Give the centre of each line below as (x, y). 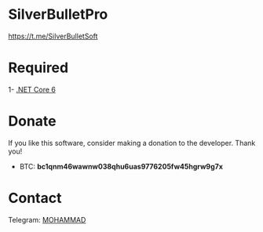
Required (38, 68)
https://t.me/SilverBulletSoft (53, 36)
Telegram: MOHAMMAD (47, 219)
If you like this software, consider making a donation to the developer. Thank (132, 143)
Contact (35, 198)
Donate (32, 121)
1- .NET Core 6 (32, 89)
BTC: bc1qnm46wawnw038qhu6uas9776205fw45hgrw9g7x (121, 166)
